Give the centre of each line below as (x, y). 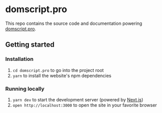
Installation (20, 59)
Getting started (30, 45)
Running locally (25, 89)
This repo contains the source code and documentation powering (74, 23)
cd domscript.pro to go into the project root (58, 70)
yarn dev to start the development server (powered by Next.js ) (78, 99)
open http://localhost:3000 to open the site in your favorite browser (85, 105)
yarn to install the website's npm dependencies (62, 76)
